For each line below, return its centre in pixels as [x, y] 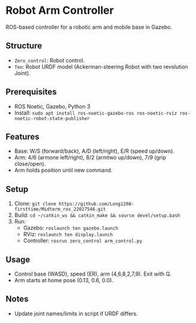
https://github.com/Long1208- [96, 204]
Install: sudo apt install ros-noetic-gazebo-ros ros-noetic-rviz [96, 113]
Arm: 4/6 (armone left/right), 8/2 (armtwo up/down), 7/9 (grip [90, 158]
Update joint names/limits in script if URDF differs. [76, 313]
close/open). [30, 164]
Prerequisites [31, 92]
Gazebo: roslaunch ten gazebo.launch [70, 228]
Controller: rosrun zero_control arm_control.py [83, 241]
